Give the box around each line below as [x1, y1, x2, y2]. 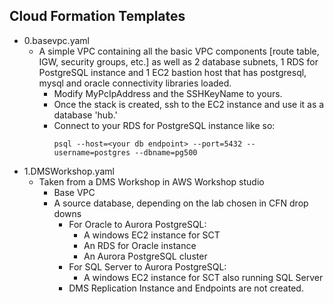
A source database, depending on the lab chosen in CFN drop [53, 197, 309, 209]
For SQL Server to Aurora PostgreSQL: [68, 260, 227, 273]
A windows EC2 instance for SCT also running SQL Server [83, 271, 324, 283]
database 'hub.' [53, 109, 118, 121]
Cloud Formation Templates [9, 8, 186, 25]
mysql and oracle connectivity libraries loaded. [38, 77, 232, 89]
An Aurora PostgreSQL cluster [83, 250, 208, 262]
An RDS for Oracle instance [83, 239, 197, 251]
